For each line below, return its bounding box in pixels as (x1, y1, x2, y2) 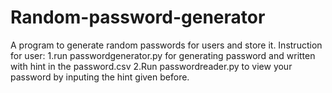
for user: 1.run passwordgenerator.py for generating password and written (10, 49, 316, 61)
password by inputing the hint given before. (10, 71, 190, 83)
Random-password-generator (10, 6, 266, 29)
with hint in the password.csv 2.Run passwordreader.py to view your (10, 60, 293, 72)
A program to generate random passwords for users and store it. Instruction (10, 39, 323, 51)
